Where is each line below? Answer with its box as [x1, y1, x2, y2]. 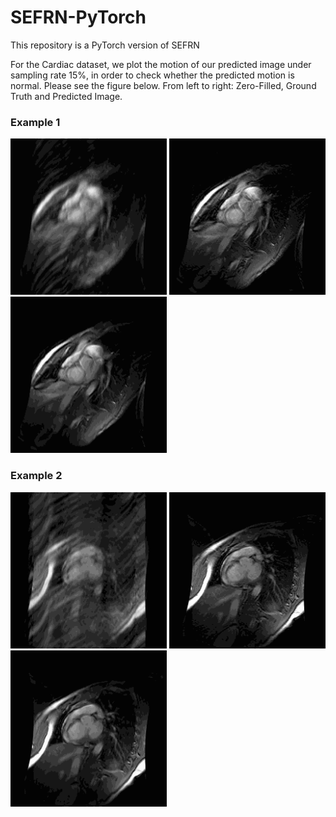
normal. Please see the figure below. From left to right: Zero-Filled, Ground [10, 79, 317, 91]
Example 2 [10, 469, 63, 483]
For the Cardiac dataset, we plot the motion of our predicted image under [10, 58, 312, 70]
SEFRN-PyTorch [10, 6, 147, 29]
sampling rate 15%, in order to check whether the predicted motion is [10, 69, 295, 81]
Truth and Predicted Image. [10, 90, 123, 102]
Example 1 [10, 115, 61, 129]
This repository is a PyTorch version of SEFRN [10, 39, 200, 51]
